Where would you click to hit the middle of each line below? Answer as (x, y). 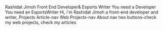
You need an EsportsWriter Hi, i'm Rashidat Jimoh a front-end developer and (82, 12)
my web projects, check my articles (41, 22)
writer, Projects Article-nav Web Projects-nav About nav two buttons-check (81, 17)
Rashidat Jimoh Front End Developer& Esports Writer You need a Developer (81, 7)
